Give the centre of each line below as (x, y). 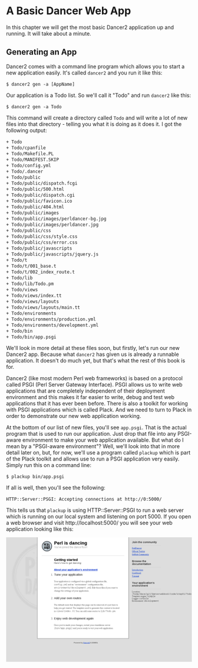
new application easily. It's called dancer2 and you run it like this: (84, 73)
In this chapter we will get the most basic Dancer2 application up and (90, 27)
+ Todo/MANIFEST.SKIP (33, 160)
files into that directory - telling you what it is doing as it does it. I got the (94, 124)
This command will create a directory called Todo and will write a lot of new (97, 118)
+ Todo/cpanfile (26, 148)
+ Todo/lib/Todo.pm (30, 284)
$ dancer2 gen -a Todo (34, 107)
